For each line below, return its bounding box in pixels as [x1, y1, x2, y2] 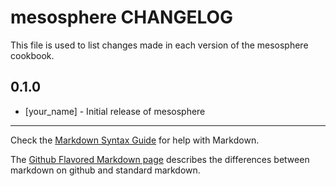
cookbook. [10, 49, 55, 61]
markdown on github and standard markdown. [10, 164, 201, 176]
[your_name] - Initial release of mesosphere [24, 105, 206, 117]
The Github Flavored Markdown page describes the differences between [10, 153, 310, 165]
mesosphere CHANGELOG [10, 6, 234, 29]
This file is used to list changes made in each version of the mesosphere [10, 39, 309, 51]
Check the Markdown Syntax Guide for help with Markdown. [10, 134, 260, 146]
